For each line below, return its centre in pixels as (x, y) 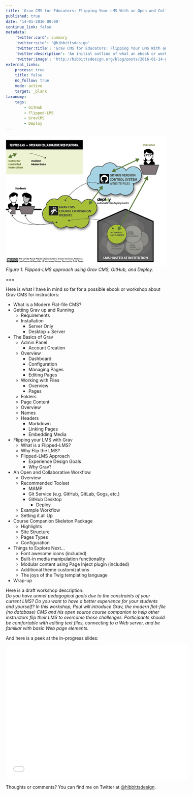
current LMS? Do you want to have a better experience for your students (82, 601)
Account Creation (47, 348)
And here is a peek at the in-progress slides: (52, 638)
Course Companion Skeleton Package (53, 521)
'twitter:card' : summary (41, 38)
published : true (23, 16)
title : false (29, 75)
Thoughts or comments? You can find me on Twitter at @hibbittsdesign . (81, 787)
